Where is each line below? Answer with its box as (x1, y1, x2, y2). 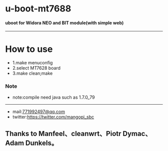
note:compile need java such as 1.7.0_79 (12, 94, 95, 100)
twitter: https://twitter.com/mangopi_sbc (12, 114, 94, 120)
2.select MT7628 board (12, 65, 61, 71)
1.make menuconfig (12, 60, 53, 66)
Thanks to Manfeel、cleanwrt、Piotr (5, 130, 121, 138)
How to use (5, 43, 53, 55)
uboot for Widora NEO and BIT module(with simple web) (5, 19, 124, 25)
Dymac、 (122, 130, 152, 138)
